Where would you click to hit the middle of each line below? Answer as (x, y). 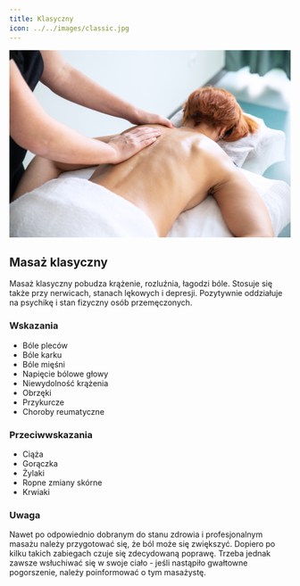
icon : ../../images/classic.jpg (69, 28)
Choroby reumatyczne (63, 411)
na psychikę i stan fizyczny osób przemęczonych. (101, 302)
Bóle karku (42, 355)
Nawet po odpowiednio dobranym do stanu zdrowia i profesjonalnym (136, 534)
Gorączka (40, 464)
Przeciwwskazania (51, 434)
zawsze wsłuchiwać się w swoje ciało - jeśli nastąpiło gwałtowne (129, 563)
